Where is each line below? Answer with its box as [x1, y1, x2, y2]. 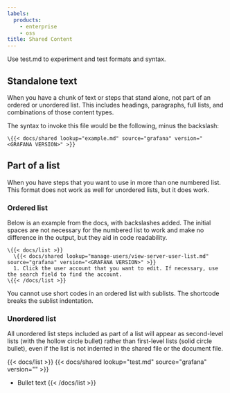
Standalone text [7, 75, 78, 87]
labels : [7, 10, 30, 17]
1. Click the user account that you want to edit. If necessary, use [13, 265, 218, 272]
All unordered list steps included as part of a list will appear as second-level [7, 330, 224, 338]
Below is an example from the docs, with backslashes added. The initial [7, 219, 211, 227]
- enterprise [19, 23, 57, 30]
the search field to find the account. [7, 271, 123, 278]
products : [13, 17, 42, 24]
